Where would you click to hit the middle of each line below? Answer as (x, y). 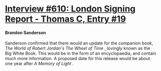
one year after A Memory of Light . (39, 64)
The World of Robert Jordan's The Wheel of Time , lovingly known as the (78, 48)
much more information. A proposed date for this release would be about (78, 59)
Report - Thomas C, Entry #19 (66, 19)
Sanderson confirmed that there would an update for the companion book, (79, 43)
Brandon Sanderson (26, 33)
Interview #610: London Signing (70, 9)
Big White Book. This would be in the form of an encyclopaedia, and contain (80, 53)
